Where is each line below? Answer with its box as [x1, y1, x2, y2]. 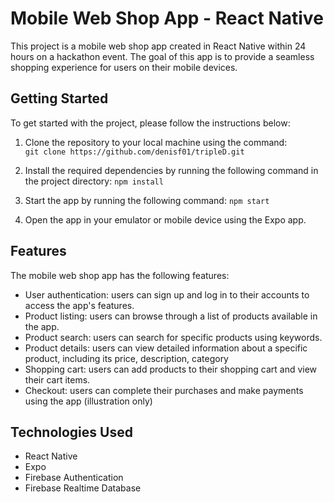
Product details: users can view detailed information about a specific [24, 342, 308, 354]
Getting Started [10, 90, 109, 107]
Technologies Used [10, 423, 133, 441]
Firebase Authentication [24, 472, 124, 484]
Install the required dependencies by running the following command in [24, 164, 319, 176]
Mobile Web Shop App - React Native [10, 7, 324, 30]
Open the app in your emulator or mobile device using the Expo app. [24, 213, 307, 226]
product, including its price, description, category [24, 352, 229, 364]
